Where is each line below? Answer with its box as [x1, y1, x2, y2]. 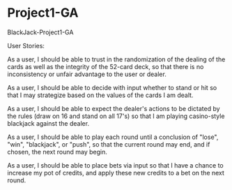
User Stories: [7, 41, 45, 50]
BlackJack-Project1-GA [7, 28, 74, 36]
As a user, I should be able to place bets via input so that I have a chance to [7, 161, 224, 169]
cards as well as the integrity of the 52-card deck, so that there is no [7, 62, 204, 71]
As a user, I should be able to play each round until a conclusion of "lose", [7, 133, 219, 141]
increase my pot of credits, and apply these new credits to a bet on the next [7, 168, 225, 177]
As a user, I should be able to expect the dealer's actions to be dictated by [7, 104, 221, 112]
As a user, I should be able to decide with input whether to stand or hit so [7, 83, 217, 92]
